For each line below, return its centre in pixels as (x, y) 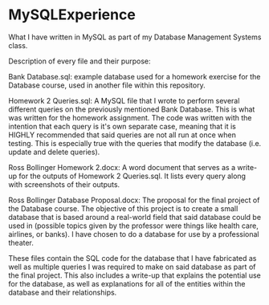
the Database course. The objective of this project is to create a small (123, 208)
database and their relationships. (63, 292)
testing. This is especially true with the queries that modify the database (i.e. (135, 143)
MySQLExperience (72, 15)
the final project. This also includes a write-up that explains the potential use (134, 275)
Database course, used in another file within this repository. (107, 85)
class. (18, 45)
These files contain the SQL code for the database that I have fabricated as (132, 258)
